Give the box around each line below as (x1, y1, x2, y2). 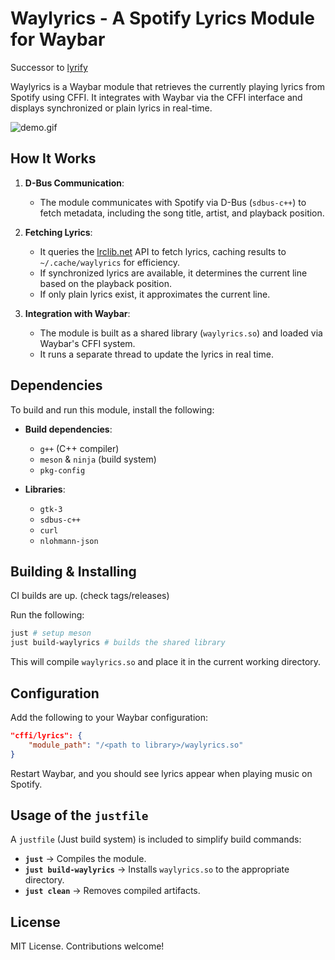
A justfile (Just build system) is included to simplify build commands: (10, 833, 302, 846)
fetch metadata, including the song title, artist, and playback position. (39, 207, 325, 219)
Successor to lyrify (10, 61, 88, 73)
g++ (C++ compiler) (39, 442, 120, 454)
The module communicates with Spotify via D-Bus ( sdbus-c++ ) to (39, 196, 307, 208)
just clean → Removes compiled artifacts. (24, 885, 201, 897)
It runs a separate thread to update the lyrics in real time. (39, 348, 274, 360)
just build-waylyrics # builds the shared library (10, 638, 226, 648)
